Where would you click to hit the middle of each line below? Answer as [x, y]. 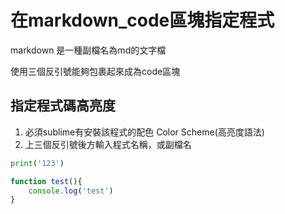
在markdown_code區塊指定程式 [142, 20]
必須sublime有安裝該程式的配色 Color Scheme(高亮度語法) [144, 132]
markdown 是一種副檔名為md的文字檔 [88, 50]
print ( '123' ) [37, 163]
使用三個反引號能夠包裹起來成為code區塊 [95, 71]
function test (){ [46, 181]
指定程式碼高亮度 [63, 106]
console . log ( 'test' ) [71, 191]
